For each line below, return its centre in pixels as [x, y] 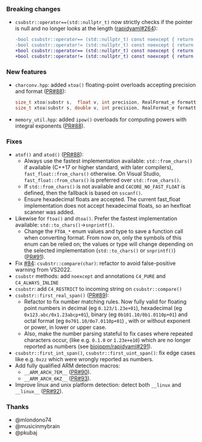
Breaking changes [33, 9]
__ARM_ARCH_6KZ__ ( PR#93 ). [58, 379]
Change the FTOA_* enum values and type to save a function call [103, 231]
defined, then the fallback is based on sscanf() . [83, 193]
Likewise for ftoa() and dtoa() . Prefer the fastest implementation [96, 219]
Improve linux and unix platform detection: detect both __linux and [98, 385]
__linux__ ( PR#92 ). [39, 391]
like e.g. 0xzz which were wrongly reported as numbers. [84, 360]
